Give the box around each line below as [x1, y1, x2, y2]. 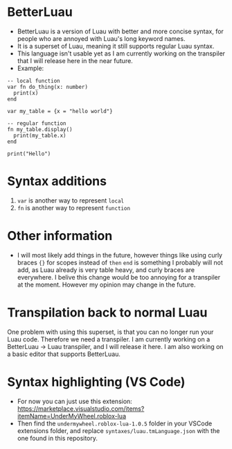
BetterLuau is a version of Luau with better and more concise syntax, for [17, 27, 224, 35]
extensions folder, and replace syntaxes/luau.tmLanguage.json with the [17, 426, 220, 434]
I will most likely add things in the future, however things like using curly [17, 251, 223, 259]
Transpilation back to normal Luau [7, 305, 208, 320]
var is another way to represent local [17, 196, 125, 205]
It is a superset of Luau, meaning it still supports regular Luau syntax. [17, 42, 215, 50]
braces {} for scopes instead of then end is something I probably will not [17, 258, 224, 266]
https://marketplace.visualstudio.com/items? [17, 404, 145, 413]
